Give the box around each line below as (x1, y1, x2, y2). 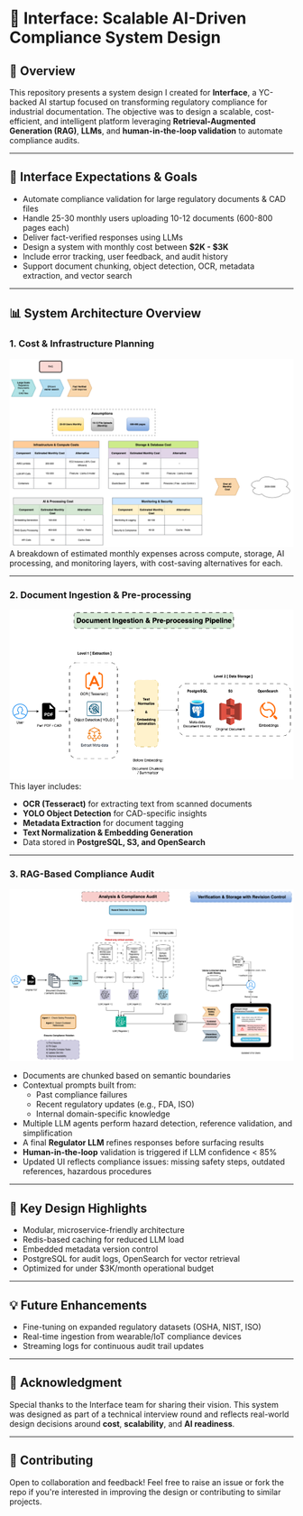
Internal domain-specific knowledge (35, 1108, 170, 1119)
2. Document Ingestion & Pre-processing (9, 589, 192, 602)
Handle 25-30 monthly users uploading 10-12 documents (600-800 (22, 212, 273, 224)
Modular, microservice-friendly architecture (22, 1225, 185, 1236)
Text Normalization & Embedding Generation (22, 827, 194, 838)
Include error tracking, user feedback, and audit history (22, 251, 228, 262)
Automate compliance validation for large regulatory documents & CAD (22, 193, 287, 204)
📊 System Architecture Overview (9, 306, 201, 321)
